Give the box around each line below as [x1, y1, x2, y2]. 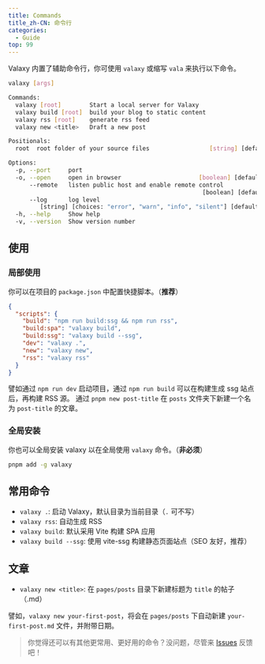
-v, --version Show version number [15, 218, 136, 226]
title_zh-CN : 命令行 [8, 19, 73, 27]
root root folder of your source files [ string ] [15, 145, 238, 153]
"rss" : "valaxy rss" [22, 353, 90, 362]
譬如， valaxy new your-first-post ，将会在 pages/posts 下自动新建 [8, 611, 226, 621]
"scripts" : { [15, 310, 58, 318]
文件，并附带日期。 [56, 621, 119, 631]
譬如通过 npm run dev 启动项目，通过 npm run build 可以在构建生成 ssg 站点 [8, 384, 255, 394]
